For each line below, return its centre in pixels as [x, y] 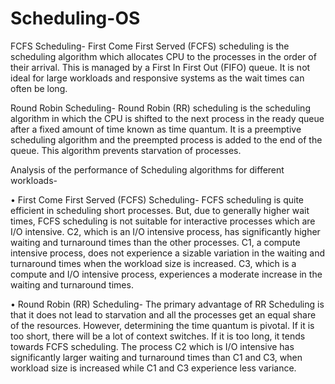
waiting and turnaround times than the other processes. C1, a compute [155, 242]
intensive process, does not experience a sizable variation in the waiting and [167, 253]
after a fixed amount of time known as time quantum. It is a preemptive [156, 129]
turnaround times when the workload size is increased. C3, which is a [153, 263]
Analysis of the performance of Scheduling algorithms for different [147, 169]
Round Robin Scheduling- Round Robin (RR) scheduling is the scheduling [160, 108]
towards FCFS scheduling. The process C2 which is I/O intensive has [152, 346]
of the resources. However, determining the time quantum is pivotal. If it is [162, 325]
